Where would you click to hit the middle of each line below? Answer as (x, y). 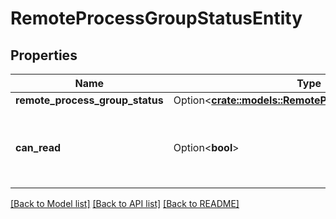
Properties (44, 55)
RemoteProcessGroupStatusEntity (156, 18)
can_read (38, 147)
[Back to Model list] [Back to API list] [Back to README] (125, 203)
